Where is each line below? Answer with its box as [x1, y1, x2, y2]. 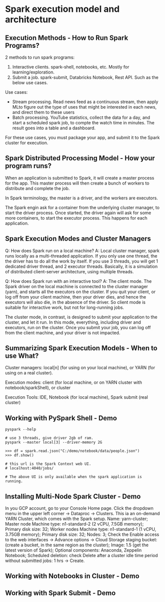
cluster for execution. [5, 140, 48, 146]
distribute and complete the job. [5, 185, 70, 191]
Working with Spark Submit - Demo [5, 589, 116, 597]
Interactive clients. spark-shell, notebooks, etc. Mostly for [12, 64, 130, 70]
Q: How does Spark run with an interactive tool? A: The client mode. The [5, 278, 152, 284]
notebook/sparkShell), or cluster [5, 385, 71, 391]
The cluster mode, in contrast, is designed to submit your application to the [5, 314, 158, 320]
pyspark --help [5, 427, 36, 432]
